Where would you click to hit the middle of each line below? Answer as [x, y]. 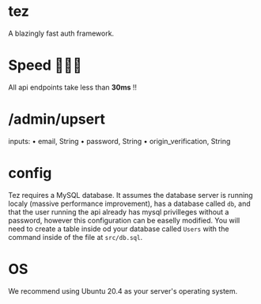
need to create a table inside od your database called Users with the [119, 229]
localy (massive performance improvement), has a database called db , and [129, 203]
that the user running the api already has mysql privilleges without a [119, 211]
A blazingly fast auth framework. [61, 33]
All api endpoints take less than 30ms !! [72, 87]
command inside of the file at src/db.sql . [76, 237]
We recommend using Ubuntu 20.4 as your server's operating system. [123, 291]
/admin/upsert [57, 119]
